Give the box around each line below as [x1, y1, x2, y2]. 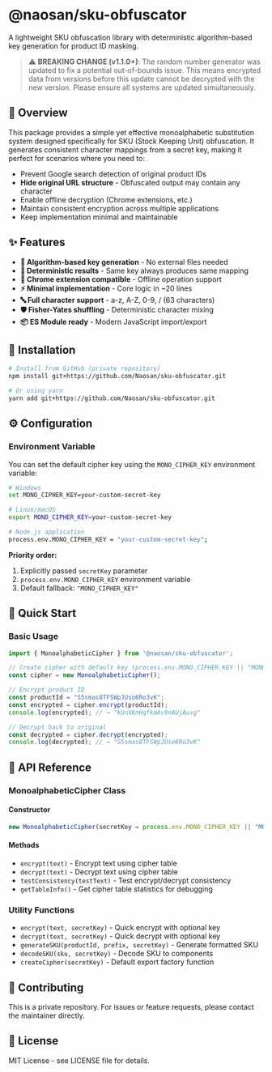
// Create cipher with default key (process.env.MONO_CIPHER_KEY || [8, 664, 244, 672]
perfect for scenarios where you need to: [8, 153, 146, 163]
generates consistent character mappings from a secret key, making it [8, 144, 242, 155]
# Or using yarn [8, 387, 63, 395]
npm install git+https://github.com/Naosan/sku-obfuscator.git [8, 372, 227, 381]
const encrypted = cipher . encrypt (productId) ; [8, 700, 168, 709]
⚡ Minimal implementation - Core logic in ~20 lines [19, 283, 193, 293]
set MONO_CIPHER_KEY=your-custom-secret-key [8, 491, 161, 500]
